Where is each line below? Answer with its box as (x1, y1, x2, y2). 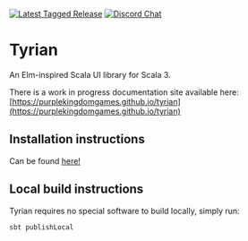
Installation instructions (9, 132, 145, 147)
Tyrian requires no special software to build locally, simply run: (9, 205, 240, 216)
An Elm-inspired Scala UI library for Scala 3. (9, 69, 172, 80)
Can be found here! (9, 155, 81, 166)
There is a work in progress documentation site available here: (9, 86, 239, 98)
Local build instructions (9, 182, 144, 197)
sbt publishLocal (9, 222, 74, 232)
